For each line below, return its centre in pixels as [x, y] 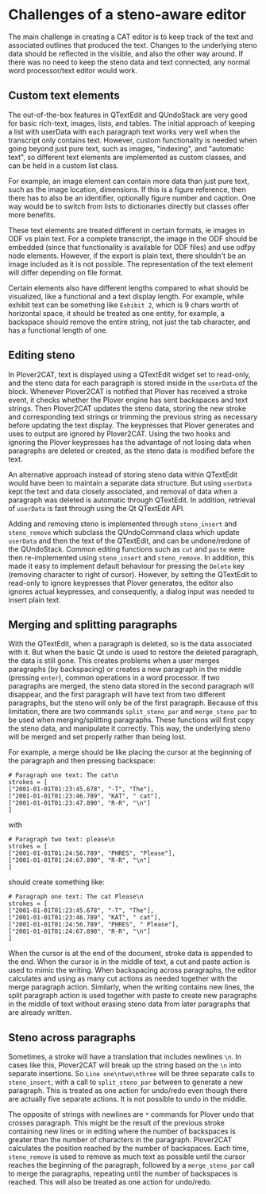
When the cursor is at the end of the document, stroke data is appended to [130, 954]
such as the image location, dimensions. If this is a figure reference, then [127, 189]
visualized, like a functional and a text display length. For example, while [126, 296]
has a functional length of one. [58, 330]
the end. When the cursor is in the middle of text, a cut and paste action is [129, 962]
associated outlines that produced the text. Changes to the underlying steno [133, 45]
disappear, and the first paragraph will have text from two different [117, 695]
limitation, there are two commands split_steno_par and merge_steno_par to [133, 712]
